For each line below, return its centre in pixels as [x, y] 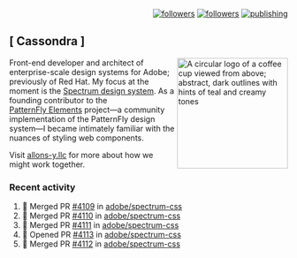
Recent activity [42, 187]
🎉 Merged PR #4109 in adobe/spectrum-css [102, 207]
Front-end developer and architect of [76, 63]
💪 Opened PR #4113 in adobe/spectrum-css [101, 235]
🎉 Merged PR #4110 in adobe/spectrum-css [101, 216]
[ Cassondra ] [47, 41]
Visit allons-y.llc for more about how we [81, 155]
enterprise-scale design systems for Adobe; [89, 72]
